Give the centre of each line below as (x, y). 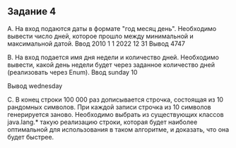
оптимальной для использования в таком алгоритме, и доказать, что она (118, 129)
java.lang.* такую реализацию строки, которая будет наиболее (102, 122)
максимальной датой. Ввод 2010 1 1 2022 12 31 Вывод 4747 (96, 43)
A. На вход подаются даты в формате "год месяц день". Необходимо (112, 28)
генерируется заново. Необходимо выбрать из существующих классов (116, 114)
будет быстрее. (31, 137)
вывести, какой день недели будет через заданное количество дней (111, 64)
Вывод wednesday (35, 86)
